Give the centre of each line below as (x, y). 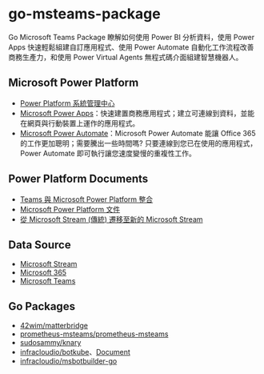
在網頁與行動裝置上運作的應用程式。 (80, 123)
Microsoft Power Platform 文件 (70, 209)
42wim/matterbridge (54, 326)
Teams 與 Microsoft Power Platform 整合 (86, 199)
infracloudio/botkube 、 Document (75, 352)
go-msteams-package (85, 14)
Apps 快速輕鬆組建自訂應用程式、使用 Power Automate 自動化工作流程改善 (131, 47)
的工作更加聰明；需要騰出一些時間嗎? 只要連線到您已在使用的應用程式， (138, 143)
